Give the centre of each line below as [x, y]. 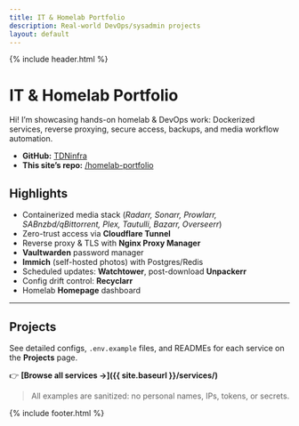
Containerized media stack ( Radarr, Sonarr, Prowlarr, [119, 215]
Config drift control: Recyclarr [77, 281]
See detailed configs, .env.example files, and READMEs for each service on [147, 348]
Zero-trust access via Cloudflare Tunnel [96, 234]
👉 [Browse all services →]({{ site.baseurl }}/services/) [113, 375]
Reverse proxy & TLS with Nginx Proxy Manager [111, 243]
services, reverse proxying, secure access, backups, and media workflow [144, 129]
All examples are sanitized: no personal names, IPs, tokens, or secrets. [160, 396]
